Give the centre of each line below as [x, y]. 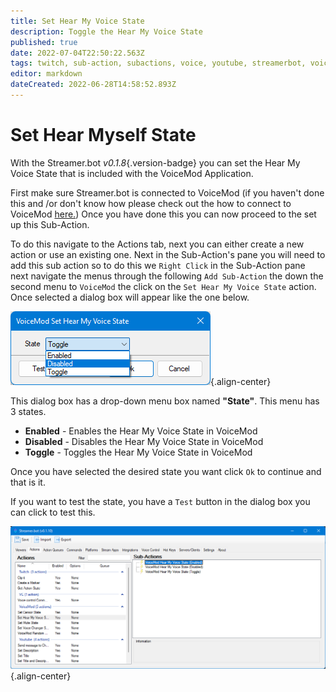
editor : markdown [46, 74]
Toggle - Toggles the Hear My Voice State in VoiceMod [138, 452]
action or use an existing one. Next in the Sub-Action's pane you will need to [168, 254]
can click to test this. [53, 512]
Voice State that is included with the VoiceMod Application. [132, 173]
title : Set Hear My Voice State [77, 21]
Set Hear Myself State [103, 135]
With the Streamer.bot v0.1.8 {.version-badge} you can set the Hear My [155, 162]
